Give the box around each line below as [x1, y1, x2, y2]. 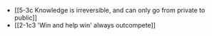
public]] [14, 13, 38, 22]
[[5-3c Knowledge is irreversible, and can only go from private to [14, 6, 206, 14]
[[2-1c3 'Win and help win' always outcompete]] [14, 21, 156, 29]
